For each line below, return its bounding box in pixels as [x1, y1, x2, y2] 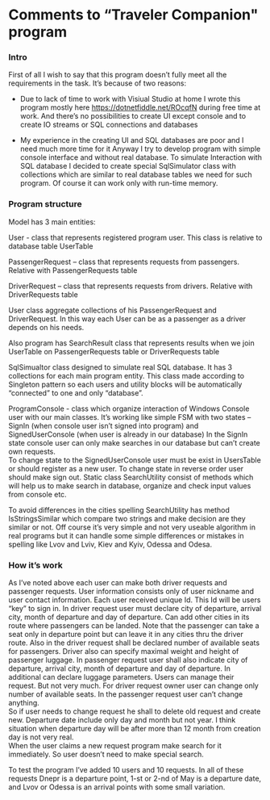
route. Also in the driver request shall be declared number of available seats [8, 638, 260, 647]
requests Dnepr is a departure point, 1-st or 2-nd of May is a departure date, [8, 773, 262, 784]
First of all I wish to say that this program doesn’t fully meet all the [8, 70, 227, 80]
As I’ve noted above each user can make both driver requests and [8, 578, 227, 588]
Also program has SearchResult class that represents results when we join [8, 337, 255, 348]
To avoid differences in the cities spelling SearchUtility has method [8, 505, 230, 514]
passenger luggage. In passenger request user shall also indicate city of [8, 655, 248, 665]
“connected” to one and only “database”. [8, 387, 143, 397]
